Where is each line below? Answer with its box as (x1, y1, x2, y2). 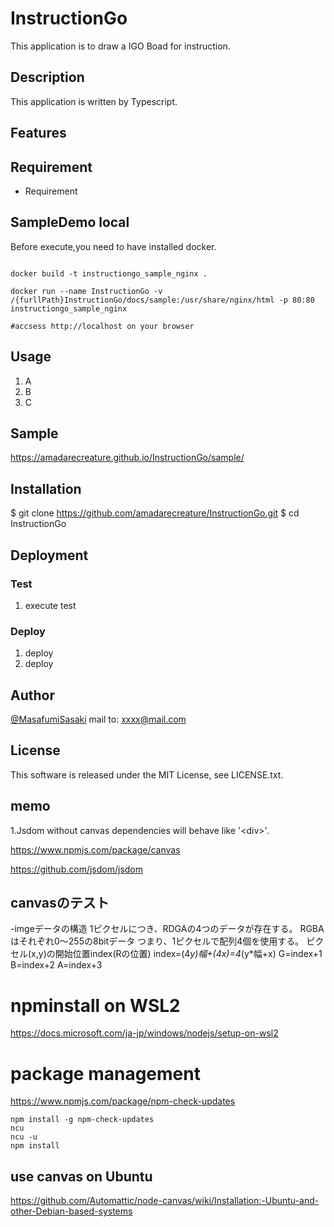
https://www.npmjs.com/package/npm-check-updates (10, 1095, 236, 1107)
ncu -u (10, 1132, 38, 1142)
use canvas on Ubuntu (10, 1168, 153, 1185)
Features (10, 125, 67, 142)
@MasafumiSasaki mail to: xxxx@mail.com (10, 713, 187, 725)
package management (10, 1062, 201, 1085)
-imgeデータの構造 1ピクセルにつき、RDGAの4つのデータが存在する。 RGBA (10, 923, 325, 935)
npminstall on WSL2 (10, 994, 181, 1017)
